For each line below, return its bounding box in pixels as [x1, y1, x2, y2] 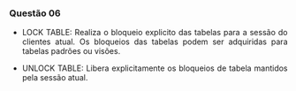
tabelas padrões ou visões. [21, 46, 121, 57]
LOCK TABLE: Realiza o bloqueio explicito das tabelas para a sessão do [21, 27, 288, 38]
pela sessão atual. [21, 72, 88, 83]
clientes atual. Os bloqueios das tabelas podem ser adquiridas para [21, 36, 288, 47]
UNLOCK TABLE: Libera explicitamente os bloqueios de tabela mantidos [21, 63, 288, 73]
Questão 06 [9, 7, 61, 19]
